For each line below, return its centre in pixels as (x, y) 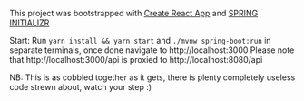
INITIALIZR (29, 23)
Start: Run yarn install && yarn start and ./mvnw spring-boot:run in (140, 40)
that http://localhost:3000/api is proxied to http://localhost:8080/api (136, 60)
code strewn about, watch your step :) (81, 87)
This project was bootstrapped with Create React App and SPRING (134, 13)
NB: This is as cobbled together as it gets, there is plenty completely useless (152, 77)
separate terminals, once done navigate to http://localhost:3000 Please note (152, 50)
